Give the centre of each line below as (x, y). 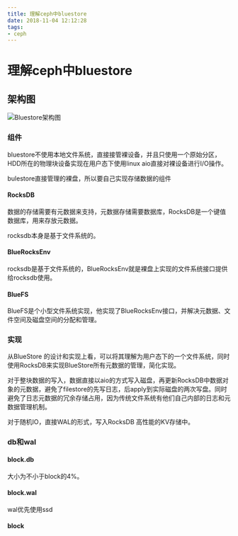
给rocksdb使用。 (32, 278)
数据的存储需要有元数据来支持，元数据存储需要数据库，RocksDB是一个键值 (117, 211)
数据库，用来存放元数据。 (45, 220)
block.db (21, 459)
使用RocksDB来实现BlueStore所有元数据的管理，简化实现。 (94, 365)
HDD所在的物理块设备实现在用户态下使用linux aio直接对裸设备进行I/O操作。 (118, 163)
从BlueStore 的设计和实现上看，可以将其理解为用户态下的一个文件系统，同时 (119, 357)
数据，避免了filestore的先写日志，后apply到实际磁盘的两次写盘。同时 (126, 389)
